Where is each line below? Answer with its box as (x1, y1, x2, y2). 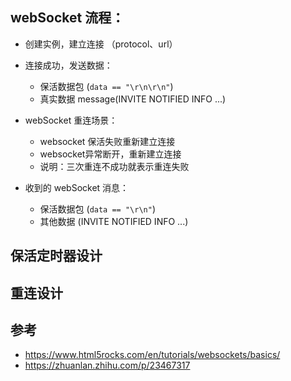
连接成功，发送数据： (24, 59, 113, 71)
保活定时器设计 (10, 248, 103, 265)
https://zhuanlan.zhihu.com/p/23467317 (24, 359, 191, 372)
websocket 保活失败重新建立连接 (39, 135, 176, 147)
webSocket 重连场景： (24, 114, 118, 126)
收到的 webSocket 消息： (24, 181, 130, 193)
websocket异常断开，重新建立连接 (39, 148, 182, 160)
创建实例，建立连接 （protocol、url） (24, 38, 178, 50)
